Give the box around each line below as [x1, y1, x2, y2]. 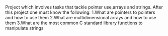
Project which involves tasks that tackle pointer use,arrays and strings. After [5, 4, 163, 10]
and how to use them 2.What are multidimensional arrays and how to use [5, 15, 157, 20]
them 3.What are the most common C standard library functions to [5, 20, 143, 26]
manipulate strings [5, 25, 44, 31]
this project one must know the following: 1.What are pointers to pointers [5, 9, 155, 15]
